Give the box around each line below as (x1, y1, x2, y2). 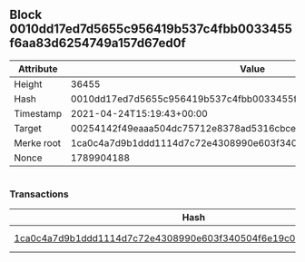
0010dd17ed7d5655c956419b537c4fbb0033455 (9, 22, 293, 37)
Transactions (9, 188, 70, 200)
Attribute (17, 63, 58, 75)
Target (14, 121, 43, 134)
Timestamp (14, 107, 63, 120)
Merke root (14, 136, 62, 149)
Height (14, 77, 43, 90)
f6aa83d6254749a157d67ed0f (9, 35, 186, 51)
